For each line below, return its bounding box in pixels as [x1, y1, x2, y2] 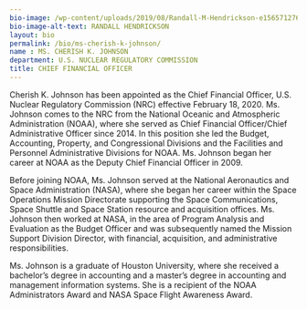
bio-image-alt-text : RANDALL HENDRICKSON [9, 22, 170, 31]
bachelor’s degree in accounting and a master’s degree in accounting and [9, 270, 287, 281]
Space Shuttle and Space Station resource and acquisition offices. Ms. [9, 203, 275, 214]
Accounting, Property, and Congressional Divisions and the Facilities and [9, 138, 283, 149]
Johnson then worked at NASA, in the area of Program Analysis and [9, 213, 265, 224]
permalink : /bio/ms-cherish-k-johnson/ [9, 38, 162, 48]
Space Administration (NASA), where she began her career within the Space [9, 184, 297, 195]
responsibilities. [9, 242, 69, 253]
